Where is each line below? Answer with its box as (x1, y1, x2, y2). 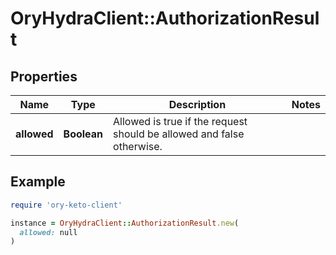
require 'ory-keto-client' (10, 200, 123, 210)
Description (168, 98, 227, 111)
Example (10, 173, 66, 191)
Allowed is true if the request (113, 115, 248, 128)
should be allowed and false (113, 127, 245, 141)
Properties (10, 68, 78, 85)
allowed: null (19, 227, 78, 237)
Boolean (63, 127, 104, 141)
